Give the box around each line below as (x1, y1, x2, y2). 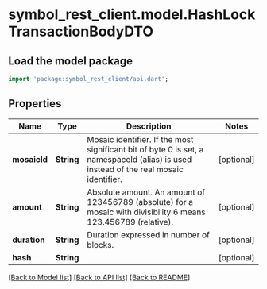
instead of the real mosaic (87, 164, 184, 175)
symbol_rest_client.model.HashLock (8, 6, 256, 24)
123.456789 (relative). (87, 216, 174, 227)
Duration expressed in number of (87, 229, 211, 240)
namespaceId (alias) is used (87, 153, 192, 164)
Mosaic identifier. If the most (87, 133, 194, 144)
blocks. (87, 239, 114, 250)
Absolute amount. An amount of (87, 187, 205, 198)
